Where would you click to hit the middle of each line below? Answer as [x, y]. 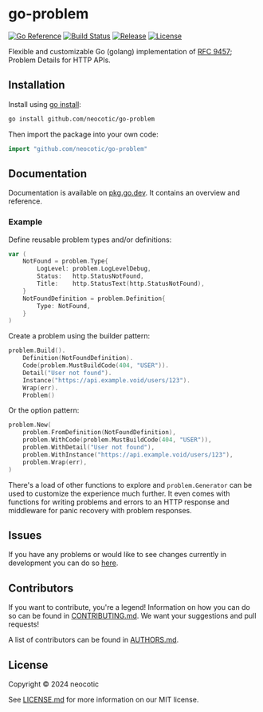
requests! [24, 624]
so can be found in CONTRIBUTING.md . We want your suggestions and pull [132, 616]
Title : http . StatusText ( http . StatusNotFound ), [121, 284]
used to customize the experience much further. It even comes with [119, 493]
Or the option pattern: [44, 410]
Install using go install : [45, 104]
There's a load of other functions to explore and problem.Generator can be [130, 485]
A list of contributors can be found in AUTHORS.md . [94, 640]
